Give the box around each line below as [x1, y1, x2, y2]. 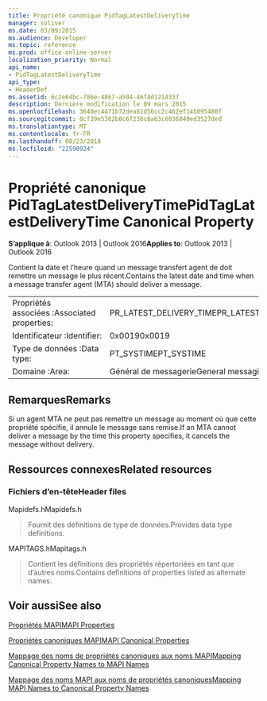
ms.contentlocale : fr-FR [8, 130, 91, 137]
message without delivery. [8, 440, 95, 449]
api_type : [8, 78, 41, 86]
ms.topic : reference [8, 41, 77, 49]
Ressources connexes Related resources [8, 463, 212, 476]
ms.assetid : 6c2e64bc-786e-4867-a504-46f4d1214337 [8, 93, 180, 101]
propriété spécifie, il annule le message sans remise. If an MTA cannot [8, 423, 237, 432]
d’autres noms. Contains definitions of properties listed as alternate [27, 567, 246, 577]
